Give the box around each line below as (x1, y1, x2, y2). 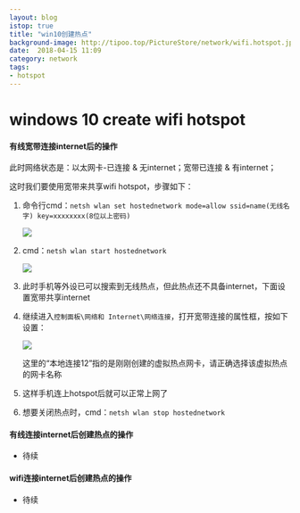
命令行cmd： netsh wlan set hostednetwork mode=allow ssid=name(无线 (21, 200, 284, 211)
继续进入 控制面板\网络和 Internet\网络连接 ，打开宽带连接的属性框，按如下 (21, 311, 288, 322)
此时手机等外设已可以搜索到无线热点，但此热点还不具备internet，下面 (21, 281, 279, 292)
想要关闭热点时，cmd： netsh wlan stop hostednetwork (21, 407, 226, 418)
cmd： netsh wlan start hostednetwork (21, 245, 167, 256)
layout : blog (9, 12, 58, 22)
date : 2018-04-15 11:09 (9, 46, 102, 55)
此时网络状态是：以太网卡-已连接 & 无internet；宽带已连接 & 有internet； (9, 162, 277, 173)
